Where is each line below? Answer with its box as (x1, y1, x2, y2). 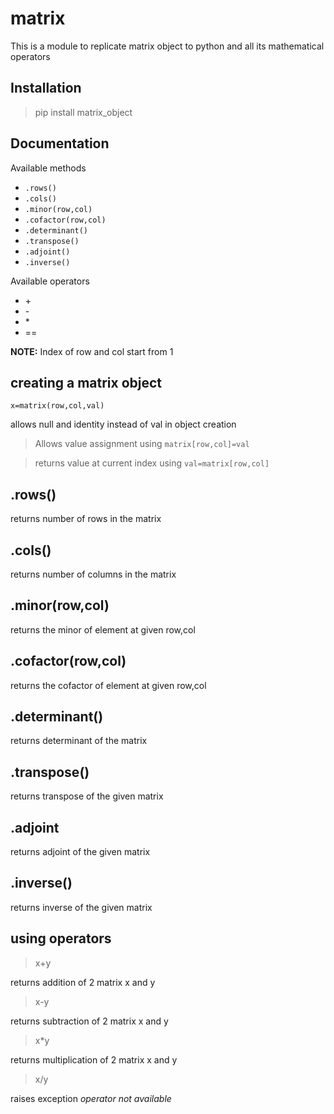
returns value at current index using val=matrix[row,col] (34, 457, 270, 469)
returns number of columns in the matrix (10, 568, 177, 580)
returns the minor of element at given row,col (10, 623, 196, 636)
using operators (10, 930, 112, 947)
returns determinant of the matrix (10, 735, 148, 747)
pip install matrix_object (34, 106, 133, 118)
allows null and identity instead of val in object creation (10, 418, 237, 431)
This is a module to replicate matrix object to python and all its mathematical (10, 40, 325, 52)
